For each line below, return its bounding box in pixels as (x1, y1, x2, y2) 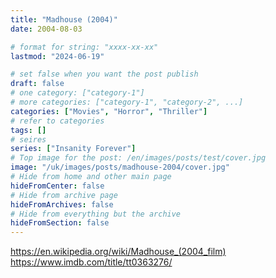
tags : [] (10, 125, 47, 135)
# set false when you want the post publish (10, 69, 199, 80)
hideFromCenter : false (10, 181, 105, 191)
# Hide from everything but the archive (10, 209, 182, 219)
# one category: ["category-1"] (10, 88, 145, 98)
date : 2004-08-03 (10, 24, 83, 34)
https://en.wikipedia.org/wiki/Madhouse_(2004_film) (10, 246, 227, 258)
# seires (10, 134, 47, 145)
